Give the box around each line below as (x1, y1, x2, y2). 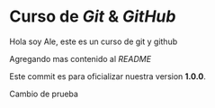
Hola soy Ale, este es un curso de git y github (9, 36, 178, 47)
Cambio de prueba (9, 88, 79, 99)
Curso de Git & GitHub (9, 6, 176, 27)
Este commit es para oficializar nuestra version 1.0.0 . (9, 70, 207, 82)
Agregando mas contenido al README (9, 53, 151, 64)
